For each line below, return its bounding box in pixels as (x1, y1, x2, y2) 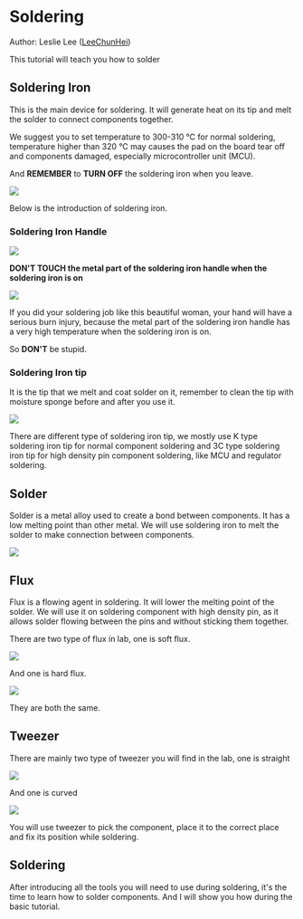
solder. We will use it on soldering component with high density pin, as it (9, 606, 279, 617)
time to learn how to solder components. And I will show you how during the (9, 891, 293, 902)
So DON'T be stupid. (9, 344, 88, 355)
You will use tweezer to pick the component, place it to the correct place (9, 821, 279, 832)
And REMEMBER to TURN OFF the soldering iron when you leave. (9, 168, 254, 178)
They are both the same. (9, 702, 101, 713)
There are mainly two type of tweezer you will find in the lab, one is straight (9, 752, 290, 763)
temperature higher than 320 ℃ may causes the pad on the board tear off (9, 140, 285, 151)
